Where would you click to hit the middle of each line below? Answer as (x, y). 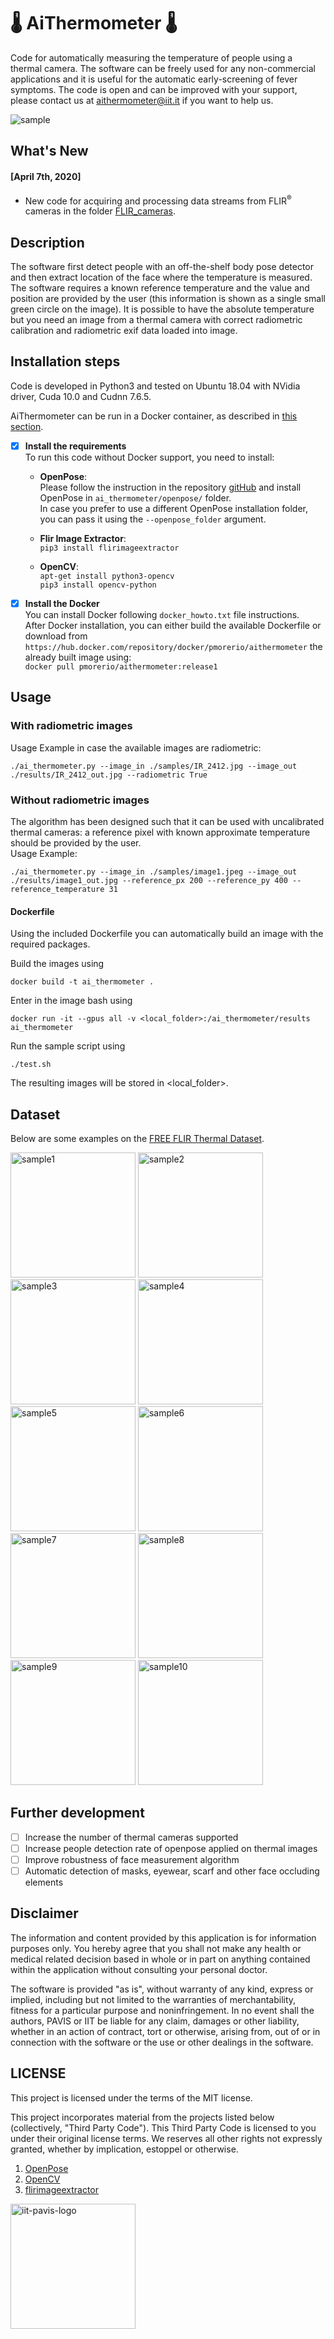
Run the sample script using (68, 1046)
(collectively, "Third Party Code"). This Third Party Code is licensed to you (163, 2127)
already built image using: (78, 657)
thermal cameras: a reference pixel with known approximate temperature (160, 832)
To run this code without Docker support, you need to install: (149, 457)
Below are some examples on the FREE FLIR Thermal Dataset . (137, 1138)
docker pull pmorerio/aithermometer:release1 (121, 666)
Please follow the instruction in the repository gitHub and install (170, 487)
